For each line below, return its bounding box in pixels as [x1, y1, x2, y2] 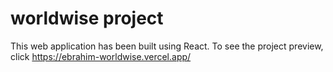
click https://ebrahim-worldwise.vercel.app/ [10, 50, 192, 62]
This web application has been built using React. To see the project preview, [10, 40, 324, 52]
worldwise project [10, 7, 164, 30]
